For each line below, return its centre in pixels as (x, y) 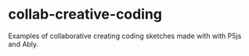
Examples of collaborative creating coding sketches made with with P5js (125, 36)
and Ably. (23, 44)
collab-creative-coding (85, 14)
